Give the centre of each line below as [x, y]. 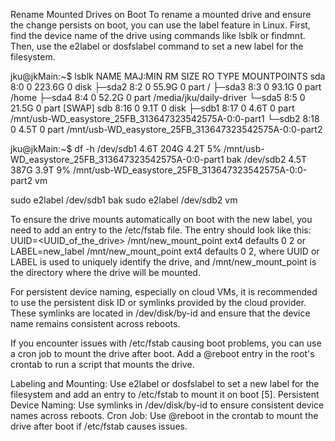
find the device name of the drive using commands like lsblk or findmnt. [158, 35]
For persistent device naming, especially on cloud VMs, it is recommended [164, 292]
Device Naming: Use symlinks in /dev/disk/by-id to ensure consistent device [167, 405]
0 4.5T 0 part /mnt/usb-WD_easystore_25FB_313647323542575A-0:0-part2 [166, 129]
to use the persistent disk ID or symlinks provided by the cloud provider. [158, 302]
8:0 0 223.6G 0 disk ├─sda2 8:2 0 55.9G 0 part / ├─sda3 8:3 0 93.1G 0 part [166, 87]
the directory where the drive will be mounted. [105, 272]
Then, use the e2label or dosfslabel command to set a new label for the [157, 46]
